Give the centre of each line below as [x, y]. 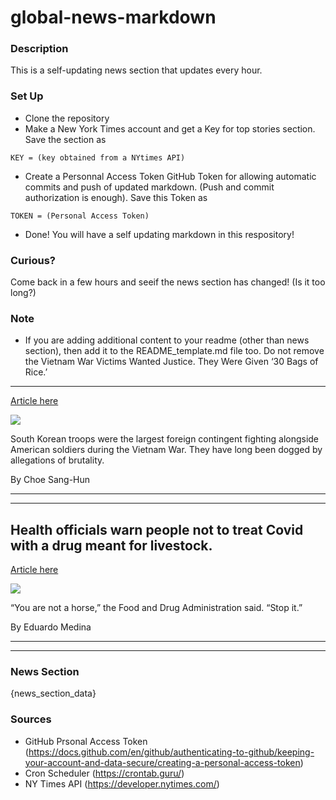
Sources [31, 719]
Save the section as [65, 139]
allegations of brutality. [57, 460]
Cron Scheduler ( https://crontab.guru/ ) [104, 773]
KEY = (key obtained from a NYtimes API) [98, 157]
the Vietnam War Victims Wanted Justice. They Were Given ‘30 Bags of [171, 362]
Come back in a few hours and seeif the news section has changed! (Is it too [168, 282]
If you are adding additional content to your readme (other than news [167, 340]
